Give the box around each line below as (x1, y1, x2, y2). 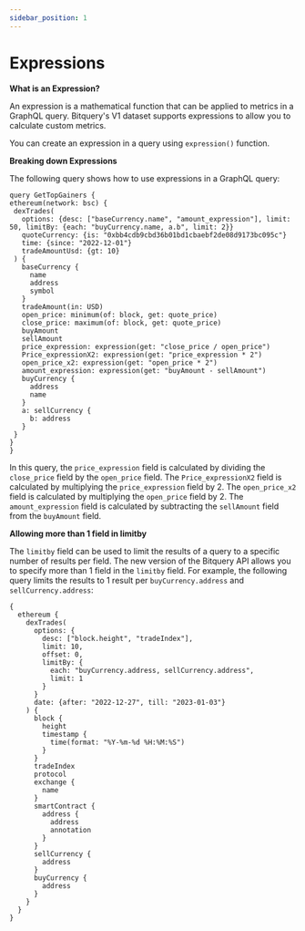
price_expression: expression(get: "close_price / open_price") (21, 342, 271, 351)
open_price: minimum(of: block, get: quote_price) (21, 310, 219, 319)
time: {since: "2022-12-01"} (21, 238, 132, 247)
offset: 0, (42, 649, 84, 659)
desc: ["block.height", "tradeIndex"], (42, 634, 194, 643)
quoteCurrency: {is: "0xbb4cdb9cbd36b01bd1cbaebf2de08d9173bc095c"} (21, 230, 287, 240)
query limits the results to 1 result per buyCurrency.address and (9, 574, 244, 585)
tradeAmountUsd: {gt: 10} (21, 246, 120, 255)
